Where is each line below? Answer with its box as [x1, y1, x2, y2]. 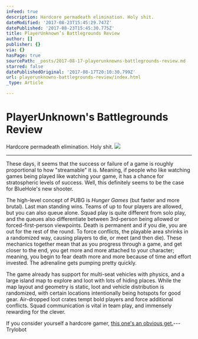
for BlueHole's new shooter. [6, 185, 74, 192]
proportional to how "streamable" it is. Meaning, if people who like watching [6, 166, 190, 173]
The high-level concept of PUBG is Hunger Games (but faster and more [6, 196, 180, 203]
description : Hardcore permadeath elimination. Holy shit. [6, 14, 154, 20]
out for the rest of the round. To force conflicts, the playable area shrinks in [6, 228, 189, 235]
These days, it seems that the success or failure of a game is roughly [6, 160, 174, 167]
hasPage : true [6, 52, 41, 58]
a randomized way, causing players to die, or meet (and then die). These [6, 234, 182, 241]
